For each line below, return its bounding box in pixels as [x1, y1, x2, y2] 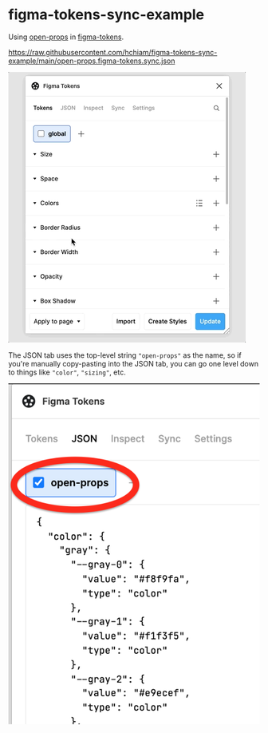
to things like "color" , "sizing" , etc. [8, 367, 126, 377]
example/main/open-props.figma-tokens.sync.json [8, 56, 175, 65]
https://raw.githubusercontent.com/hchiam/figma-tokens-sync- [8, 47, 218, 57]
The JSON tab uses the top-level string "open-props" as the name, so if [8, 350, 242, 360]
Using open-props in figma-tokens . [8, 32, 124, 42]
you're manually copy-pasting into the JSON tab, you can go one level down [8, 359, 259, 368]
